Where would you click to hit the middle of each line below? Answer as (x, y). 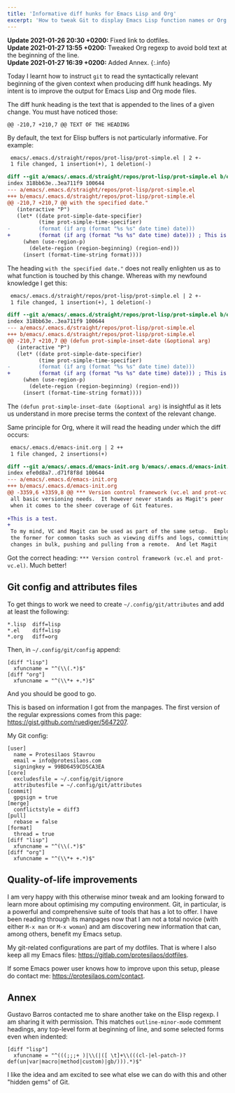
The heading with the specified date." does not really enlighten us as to (114, 268)
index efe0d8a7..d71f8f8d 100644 (56, 473)
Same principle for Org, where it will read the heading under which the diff (114, 427)
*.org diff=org (33, 637)
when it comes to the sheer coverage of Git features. (92, 505)
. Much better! (46, 565)
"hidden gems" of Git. (38, 1082)
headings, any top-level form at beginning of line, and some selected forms (116, 1029)
